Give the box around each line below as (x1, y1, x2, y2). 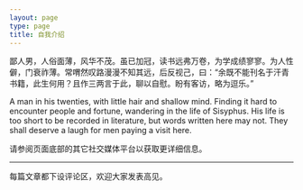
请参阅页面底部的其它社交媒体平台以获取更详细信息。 (9, 143, 207, 154)
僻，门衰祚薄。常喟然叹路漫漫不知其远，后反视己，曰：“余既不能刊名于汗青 (9, 67, 290, 77)
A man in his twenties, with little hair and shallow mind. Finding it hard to (9, 96, 278, 107)
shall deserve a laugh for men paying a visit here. (9, 125, 192, 136)
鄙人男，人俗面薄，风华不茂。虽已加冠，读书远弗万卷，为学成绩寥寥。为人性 (9, 56, 294, 67)
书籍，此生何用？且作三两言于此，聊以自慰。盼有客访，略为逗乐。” (9, 78, 254, 89)
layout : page (9, 13, 59, 23)
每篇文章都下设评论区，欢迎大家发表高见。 (9, 171, 168, 182)
